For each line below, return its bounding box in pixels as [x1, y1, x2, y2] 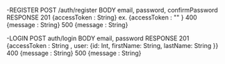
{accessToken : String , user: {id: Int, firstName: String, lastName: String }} [6, 42, 219, 49]
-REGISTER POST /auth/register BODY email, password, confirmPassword [6, 6, 218, 14]
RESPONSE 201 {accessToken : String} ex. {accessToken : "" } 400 [6, 13, 197, 22]
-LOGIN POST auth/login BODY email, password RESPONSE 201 [6, 34, 190, 42]
